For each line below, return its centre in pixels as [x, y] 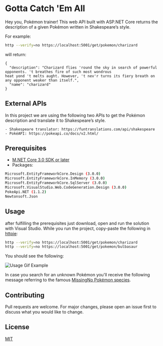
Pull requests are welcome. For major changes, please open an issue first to [81, 307]
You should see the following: [34, 256]
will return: [16, 54]
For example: [18, 36]
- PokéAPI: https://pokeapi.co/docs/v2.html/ [52, 134]
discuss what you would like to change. [44, 312]
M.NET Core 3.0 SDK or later [41, 160]
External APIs [26, 104]
